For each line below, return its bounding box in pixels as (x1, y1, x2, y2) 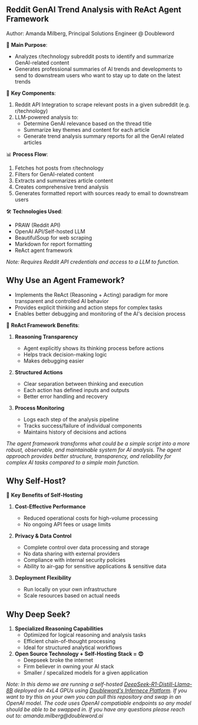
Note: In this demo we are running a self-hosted (6, 681, 123, 688)
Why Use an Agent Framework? (6, 275, 125, 285)
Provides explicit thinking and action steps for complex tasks (14, 304, 163, 311)
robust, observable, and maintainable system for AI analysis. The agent (6, 446, 181, 453)
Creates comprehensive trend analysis (14, 183, 109, 190)
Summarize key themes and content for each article (23, 126, 150, 133)
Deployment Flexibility (14, 574, 72, 581)
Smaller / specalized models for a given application (23, 669, 148, 676)
